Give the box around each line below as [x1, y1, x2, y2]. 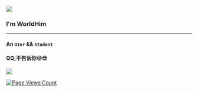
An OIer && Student [6, 40, 53, 47]
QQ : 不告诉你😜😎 [6, 54, 48, 62]
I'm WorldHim [6, 19, 47, 28]
